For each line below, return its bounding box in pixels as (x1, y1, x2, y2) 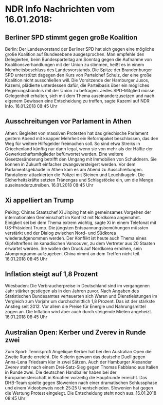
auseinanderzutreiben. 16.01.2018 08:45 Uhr (5, 182, 94, 188)
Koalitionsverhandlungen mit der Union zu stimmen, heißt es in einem (5, 62, 145, 67)
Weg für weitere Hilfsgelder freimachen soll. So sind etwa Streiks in (5, 141, 140, 146)
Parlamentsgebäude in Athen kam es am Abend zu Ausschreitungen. (5, 166, 143, 172)
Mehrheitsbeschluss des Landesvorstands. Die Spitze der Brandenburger (5, 67, 152, 73)
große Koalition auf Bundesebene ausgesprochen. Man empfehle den (5, 51, 145, 57)
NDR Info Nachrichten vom (5, 3, 115, 15)
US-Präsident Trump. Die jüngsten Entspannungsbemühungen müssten (5, 224, 148, 230)
